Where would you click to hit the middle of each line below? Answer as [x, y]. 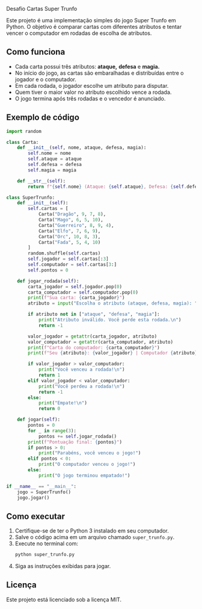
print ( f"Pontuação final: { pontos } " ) [75, 442]
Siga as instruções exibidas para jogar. [63, 566]
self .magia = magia [52, 170]
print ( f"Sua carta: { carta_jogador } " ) [76, 298]
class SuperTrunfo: [31, 197]
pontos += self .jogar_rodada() [78, 436]
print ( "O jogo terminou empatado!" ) [84, 475]
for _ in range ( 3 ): [52, 431]
